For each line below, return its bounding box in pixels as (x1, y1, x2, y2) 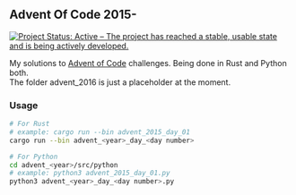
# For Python (9, 152, 58, 161)
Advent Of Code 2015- (9, 7, 137, 22)
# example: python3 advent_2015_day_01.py (9, 169, 170, 178)
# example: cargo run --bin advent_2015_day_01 (9, 127, 191, 137)
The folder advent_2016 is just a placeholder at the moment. (9, 76, 231, 88)
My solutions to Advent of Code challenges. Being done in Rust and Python (9, 57, 287, 68)
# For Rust (9, 120, 50, 129)
